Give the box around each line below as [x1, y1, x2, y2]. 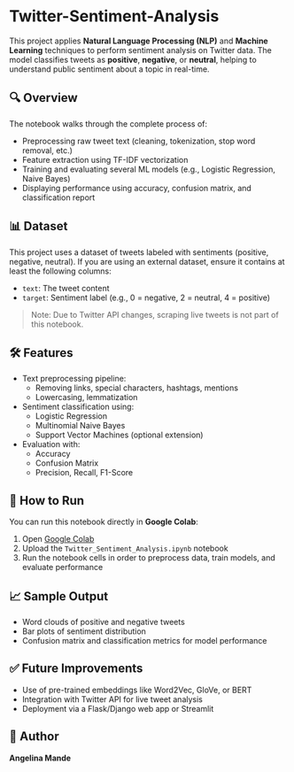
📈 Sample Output [9, 589, 109, 604]
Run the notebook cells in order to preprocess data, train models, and [21, 552, 276, 563]
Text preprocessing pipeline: [21, 374, 127, 384]
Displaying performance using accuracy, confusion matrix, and [21, 182, 252, 193]
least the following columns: [9, 266, 112, 276]
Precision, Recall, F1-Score [35, 467, 134, 478]
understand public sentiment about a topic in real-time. [9, 64, 210, 74]
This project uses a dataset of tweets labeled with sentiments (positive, [9, 246, 269, 258]
